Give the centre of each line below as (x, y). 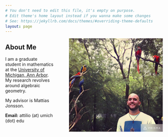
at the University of (25, 70)
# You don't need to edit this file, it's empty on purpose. (70, 10)
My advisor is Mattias (27, 101)
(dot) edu (15, 121)
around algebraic (23, 86)
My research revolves (27, 80)
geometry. (16, 91)
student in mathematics (29, 64)
